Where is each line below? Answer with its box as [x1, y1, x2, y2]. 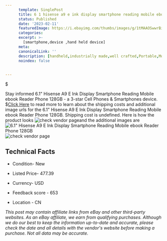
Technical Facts [5, 147, 56, 156]
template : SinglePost [18, 7, 64, 12]
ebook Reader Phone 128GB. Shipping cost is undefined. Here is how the [5, 112, 155, 118]
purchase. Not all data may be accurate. [5, 230, 88, 236]
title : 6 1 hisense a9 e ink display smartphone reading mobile [18, 12, 155, 17]
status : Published [18, 16, 57, 21]
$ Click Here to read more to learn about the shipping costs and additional [5, 102, 156, 107]
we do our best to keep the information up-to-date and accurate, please [5, 220, 154, 226]
